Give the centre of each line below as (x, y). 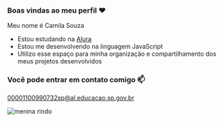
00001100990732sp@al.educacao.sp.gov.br (71, 98)
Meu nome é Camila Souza (46, 26)
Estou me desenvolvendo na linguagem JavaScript (90, 47)
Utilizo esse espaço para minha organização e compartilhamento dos (117, 54)
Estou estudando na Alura (54, 39)
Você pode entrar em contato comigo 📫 (76, 80)
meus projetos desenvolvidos (60, 61)
